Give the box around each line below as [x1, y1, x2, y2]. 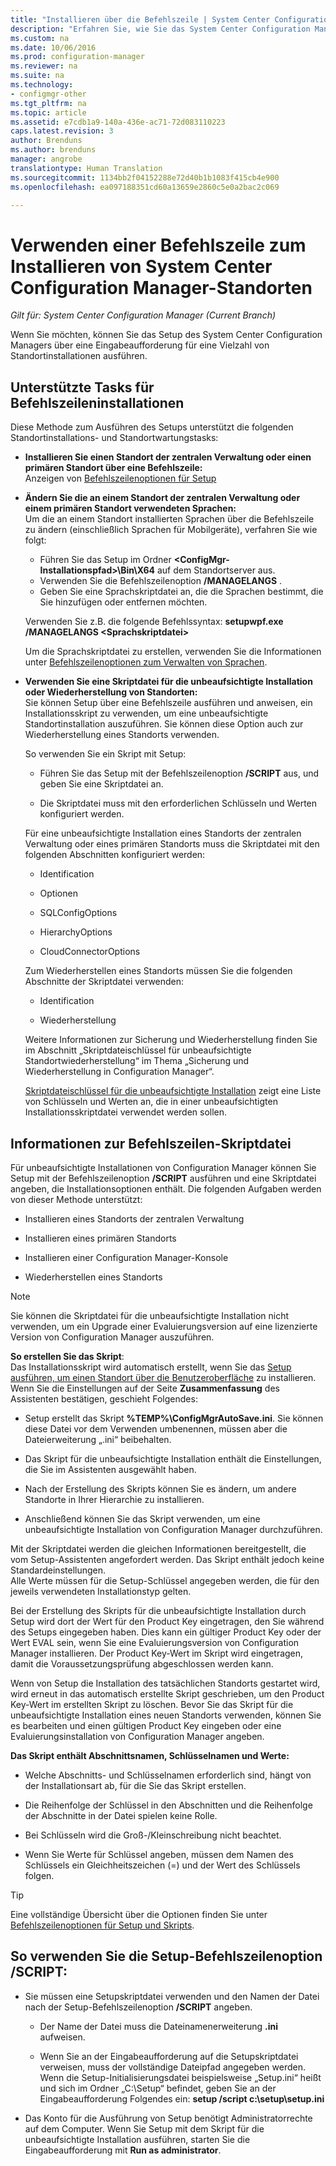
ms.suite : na [10, 71, 65, 81]
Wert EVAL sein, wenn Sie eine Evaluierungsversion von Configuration [10, 1636, 300, 1648]
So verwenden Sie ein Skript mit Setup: [24, 748, 187, 760]
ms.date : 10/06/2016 [10, 42, 97, 53]
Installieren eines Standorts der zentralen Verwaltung [24, 1212, 245, 1225]
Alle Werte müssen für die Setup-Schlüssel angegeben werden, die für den [10, 1574, 320, 1586]
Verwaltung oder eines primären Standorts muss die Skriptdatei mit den [24, 838, 320, 850]
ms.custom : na [10, 33, 70, 43]
